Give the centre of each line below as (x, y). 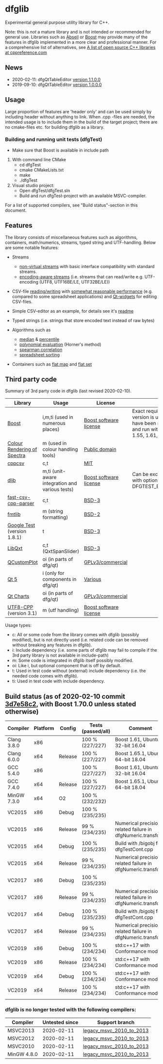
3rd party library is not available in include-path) (60, 655)
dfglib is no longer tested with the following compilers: (71, 1010)
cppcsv (16, 463)
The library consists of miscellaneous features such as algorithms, (71, 237)
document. (16, 210)
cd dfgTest (30, 165)
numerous (54, 423)
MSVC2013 (21, 1030)
